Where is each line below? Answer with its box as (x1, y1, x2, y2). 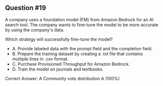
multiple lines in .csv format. (12, 56, 69, 62)
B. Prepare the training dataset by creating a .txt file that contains (12, 51, 143, 57)
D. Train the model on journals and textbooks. (12, 66, 104, 72)
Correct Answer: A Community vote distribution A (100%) (5, 75, 120, 81)
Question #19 (5, 4, 46, 12)
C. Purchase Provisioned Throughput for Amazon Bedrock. (12, 61, 130, 67)
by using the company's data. (5, 27, 65, 33)
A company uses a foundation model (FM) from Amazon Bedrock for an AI (5, 16, 154, 22)
